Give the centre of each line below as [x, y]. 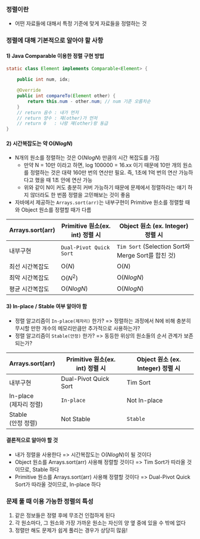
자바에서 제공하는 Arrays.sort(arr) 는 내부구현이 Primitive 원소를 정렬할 [99, 202]
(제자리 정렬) [26, 404]
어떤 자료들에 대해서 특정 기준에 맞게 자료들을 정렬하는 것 [81, 24]
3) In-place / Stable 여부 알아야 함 [47, 306]
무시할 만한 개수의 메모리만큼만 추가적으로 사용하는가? [77, 328]
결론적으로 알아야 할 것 [32, 440]
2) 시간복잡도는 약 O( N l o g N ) [40, 143]
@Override [29, 91]
